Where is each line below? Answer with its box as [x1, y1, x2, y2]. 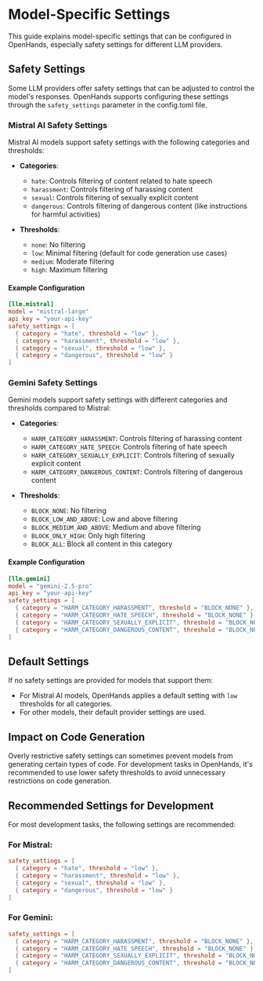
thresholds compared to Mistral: [8, 403, 111, 413]
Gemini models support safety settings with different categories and [8, 395, 229, 405]
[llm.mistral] [8, 301, 55, 308]
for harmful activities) [31, 210, 101, 219]
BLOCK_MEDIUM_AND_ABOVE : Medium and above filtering [31, 523, 201, 532]
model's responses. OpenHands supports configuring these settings [8, 92, 229, 101]
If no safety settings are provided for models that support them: [8, 676, 214, 685]
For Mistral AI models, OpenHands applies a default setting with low [19, 691, 238, 700]
